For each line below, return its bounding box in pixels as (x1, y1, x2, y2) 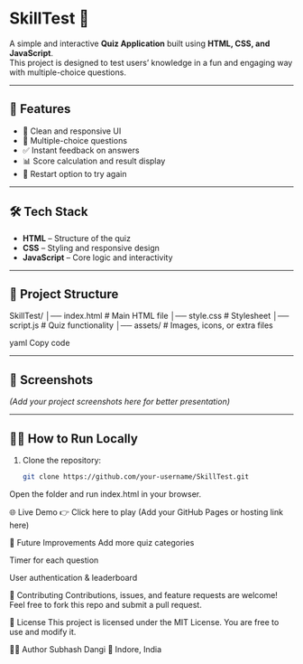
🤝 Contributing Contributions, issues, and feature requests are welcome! (9, 589, 278, 600)
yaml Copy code (9, 338, 70, 349)
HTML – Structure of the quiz (22, 232, 131, 243)
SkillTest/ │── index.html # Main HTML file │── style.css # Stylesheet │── (9, 311, 289, 322)
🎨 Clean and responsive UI (22, 126, 122, 136)
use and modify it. (9, 626, 77, 637)
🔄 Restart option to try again (22, 168, 127, 179)
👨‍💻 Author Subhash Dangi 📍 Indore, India (9, 643, 162, 654)
